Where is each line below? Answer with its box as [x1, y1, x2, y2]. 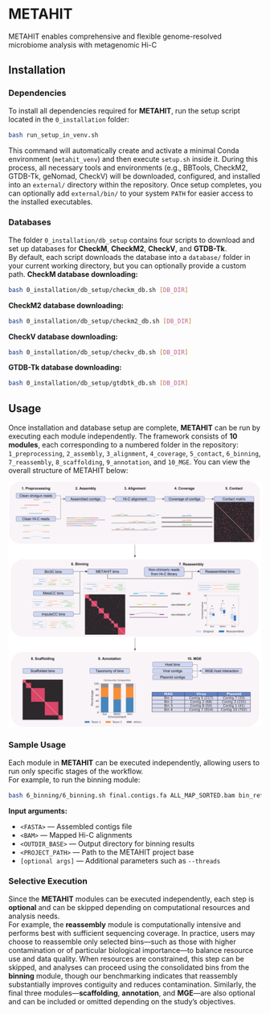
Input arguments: [8, 806, 68, 815]
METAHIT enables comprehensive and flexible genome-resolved [8, 31, 223, 41]
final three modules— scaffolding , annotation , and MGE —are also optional [8, 987, 256, 998]
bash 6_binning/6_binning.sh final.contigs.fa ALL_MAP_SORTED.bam [8, 791, 235, 799]
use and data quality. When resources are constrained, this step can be [8, 954, 245, 963]
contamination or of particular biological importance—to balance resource [8, 945, 254, 954]
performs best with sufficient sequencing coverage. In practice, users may [8, 928, 256, 938]
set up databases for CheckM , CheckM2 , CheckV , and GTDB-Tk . [8, 243, 227, 253]
